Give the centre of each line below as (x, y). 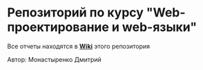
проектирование (58, 27)
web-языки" (159, 27)
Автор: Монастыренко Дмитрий (54, 59)
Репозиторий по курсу (75, 13)
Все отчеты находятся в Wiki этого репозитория (79, 46)
